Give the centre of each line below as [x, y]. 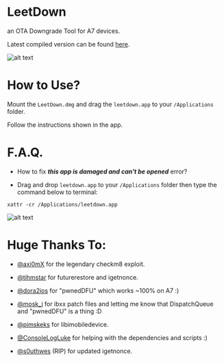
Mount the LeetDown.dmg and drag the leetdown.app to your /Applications [110, 104]
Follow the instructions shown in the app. [65, 125]
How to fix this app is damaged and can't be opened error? [102, 171]
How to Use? [44, 85]
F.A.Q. [25, 153]
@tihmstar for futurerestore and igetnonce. [77, 277]
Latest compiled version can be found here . [69, 44]
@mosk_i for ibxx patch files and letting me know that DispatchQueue [115, 304]
